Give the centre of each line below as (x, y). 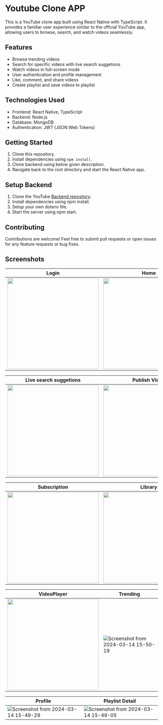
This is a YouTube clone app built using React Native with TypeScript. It (76, 22)
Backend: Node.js (30, 117)
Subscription (53, 487)
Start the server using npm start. (45, 212)
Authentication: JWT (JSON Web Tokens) (54, 127)
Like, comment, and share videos (45, 80)
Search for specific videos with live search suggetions (66, 64)
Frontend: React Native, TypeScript (47, 112)
